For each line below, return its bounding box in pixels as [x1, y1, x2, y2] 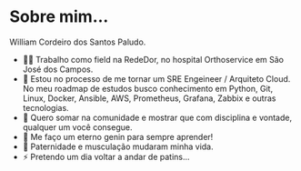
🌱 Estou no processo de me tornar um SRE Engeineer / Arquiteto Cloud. [22, 73, 291, 84]
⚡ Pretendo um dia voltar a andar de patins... [22, 151, 190, 162]
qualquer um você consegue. [22, 121, 133, 133]
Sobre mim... [9, 6, 109, 27]
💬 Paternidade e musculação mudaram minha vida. [22, 141, 214, 152]
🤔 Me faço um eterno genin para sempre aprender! [22, 131, 214, 142]
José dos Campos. [22, 64, 94, 75]
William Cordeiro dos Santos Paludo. [9, 36, 146, 47]
